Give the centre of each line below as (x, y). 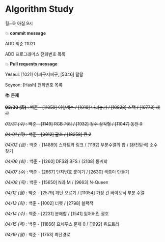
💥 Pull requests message (31, 64)
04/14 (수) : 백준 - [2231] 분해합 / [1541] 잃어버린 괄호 (57, 213)
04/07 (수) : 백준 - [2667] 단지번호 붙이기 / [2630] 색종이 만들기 (67, 172)
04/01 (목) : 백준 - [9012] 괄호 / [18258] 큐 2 (48, 134)
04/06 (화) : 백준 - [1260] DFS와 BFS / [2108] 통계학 (56, 161)
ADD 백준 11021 (20, 43)
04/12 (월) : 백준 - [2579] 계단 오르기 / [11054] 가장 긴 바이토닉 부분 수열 (75, 192)
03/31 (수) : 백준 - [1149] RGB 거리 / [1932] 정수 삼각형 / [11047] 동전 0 (74, 123)
